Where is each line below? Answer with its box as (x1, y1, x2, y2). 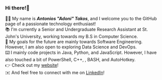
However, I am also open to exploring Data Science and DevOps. (5, 44, 137, 50)
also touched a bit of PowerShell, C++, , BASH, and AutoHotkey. (5, 57, 136, 63)
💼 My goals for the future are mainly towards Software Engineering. (5, 39, 143, 45)
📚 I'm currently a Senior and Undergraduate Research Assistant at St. (5, 27, 148, 33)
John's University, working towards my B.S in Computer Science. (5, 34, 138, 40)
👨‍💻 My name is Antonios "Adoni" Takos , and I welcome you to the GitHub (5, 16, 157, 22)
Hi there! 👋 (5, 4, 30, 11)
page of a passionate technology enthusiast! (5, 21, 96, 27)
